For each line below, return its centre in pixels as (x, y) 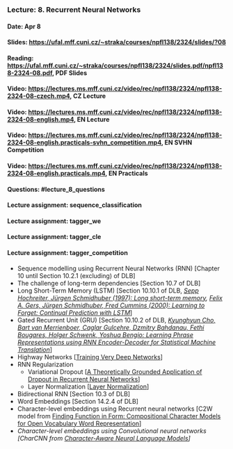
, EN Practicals (127, 173)
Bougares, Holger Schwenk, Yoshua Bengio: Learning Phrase (105, 334)
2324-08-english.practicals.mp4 (56, 173)
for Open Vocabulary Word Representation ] (79, 423)
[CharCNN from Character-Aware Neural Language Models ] (104, 438)
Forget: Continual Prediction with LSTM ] (75, 312)
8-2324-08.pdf (30, 73)
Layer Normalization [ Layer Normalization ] (88, 386)
